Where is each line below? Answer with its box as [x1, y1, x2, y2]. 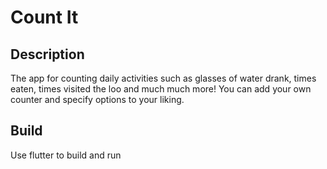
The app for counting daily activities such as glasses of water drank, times [10, 72, 317, 84]
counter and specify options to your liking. [10, 94, 185, 105]
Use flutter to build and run [10, 149, 122, 161]
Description [10, 46, 85, 63]
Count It [10, 6, 79, 29]
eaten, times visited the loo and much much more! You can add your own [10, 83, 312, 95]
